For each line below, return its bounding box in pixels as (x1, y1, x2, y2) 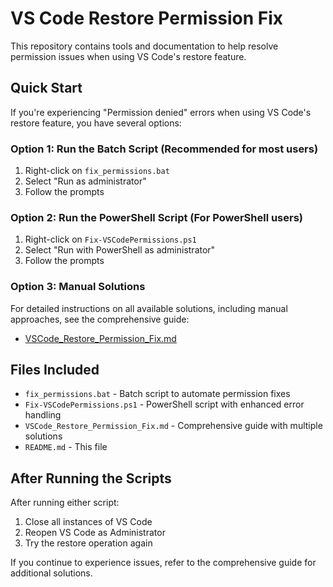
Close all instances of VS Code (24, 516, 153, 528)
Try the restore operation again (24, 537, 153, 549)
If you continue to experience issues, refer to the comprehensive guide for (10, 557, 317, 569)
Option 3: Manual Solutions (10, 280, 146, 294)
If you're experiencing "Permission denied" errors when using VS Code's (10, 106, 312, 118)
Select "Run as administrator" (24, 175, 147, 187)
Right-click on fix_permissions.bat (24, 165, 170, 177)
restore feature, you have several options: (10, 117, 182, 129)
